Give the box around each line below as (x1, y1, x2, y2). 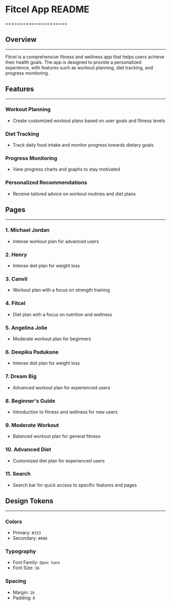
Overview (5, 35, 37, 44)
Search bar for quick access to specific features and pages (12, 482, 137, 488)
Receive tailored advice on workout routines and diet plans (12, 191, 136, 197)
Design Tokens (5, 497, 53, 505)
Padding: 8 (12, 594, 36, 601)
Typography (5, 548, 37, 555)
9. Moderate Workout (5, 422, 60, 429)
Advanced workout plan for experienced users (12, 384, 110, 390)
